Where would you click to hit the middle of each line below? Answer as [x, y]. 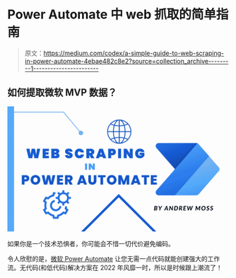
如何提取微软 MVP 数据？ [62, 93]
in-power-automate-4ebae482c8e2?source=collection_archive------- [126, 61]
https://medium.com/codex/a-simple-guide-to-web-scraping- [134, 53]
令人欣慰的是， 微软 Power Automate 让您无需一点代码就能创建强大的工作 [114, 259]
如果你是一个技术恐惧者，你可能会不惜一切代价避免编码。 [91, 244]
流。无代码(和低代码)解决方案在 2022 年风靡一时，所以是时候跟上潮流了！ [115, 268]
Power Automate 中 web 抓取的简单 [112, 15]
